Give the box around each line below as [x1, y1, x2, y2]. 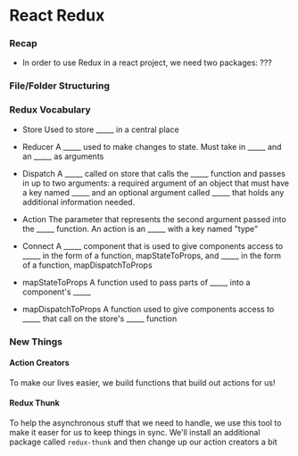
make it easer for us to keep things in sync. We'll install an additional [9, 427, 261, 438]
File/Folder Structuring [9, 79, 110, 92]
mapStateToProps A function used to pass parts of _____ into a [21, 277, 251, 287]
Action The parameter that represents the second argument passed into [21, 213, 287, 224]
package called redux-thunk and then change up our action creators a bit [9, 436, 277, 447]
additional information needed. [21, 196, 136, 207]
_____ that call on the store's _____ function [21, 313, 178, 324]
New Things [9, 336, 62, 348]
